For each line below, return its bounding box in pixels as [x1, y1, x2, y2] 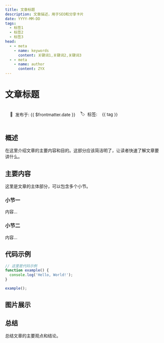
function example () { [5, 268, 49, 273]
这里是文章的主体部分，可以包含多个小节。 [5, 183, 91, 189]
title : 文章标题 [5, 7, 35, 12]
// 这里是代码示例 [5, 263, 38, 269]
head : [5, 39, 16, 44]
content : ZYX [18, 67, 45, 72]
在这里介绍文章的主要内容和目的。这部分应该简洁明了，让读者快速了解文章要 [5, 147, 159, 153]
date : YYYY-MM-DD [5, 16, 41, 21]
